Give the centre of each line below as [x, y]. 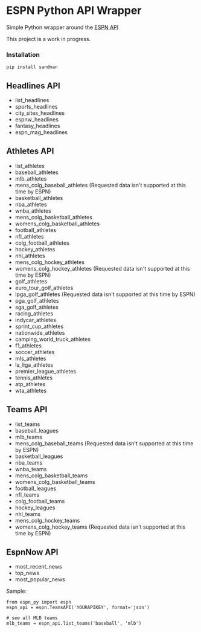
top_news [27, 573]
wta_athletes [31, 390]
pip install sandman [32, 67]
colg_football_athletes [42, 243]
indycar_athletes [35, 320]
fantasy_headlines [37, 126]
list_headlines [32, 100]
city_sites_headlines [40, 113]
